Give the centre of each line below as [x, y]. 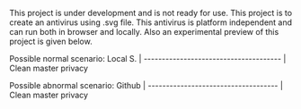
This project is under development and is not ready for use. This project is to [151, 13]
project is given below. [51, 41]
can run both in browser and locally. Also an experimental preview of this [144, 32]
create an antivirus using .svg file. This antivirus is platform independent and [151, 22]
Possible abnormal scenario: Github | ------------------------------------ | [146, 85]
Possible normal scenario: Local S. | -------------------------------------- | [148, 59]
